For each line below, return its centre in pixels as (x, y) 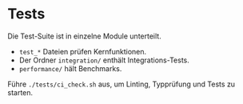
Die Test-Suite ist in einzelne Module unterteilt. (84, 36)
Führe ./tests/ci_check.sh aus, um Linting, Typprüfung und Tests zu (121, 84)
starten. (20, 92)
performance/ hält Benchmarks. (70, 68)
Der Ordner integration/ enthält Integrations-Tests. (104, 60)
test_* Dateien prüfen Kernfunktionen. (83, 51)
